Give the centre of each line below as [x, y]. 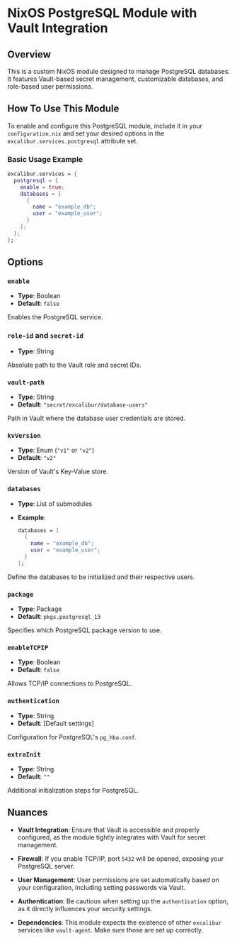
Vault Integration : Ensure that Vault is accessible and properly [109, 830]
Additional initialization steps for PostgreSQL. [73, 791]
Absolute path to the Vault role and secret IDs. [74, 365]
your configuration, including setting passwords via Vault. [102, 887]
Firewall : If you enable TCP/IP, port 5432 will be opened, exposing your [121, 858]
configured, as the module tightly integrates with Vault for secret [111, 837]
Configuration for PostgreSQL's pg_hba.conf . [72, 737]
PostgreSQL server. [46, 866]
